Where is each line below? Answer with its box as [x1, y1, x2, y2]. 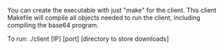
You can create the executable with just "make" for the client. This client [7, 6, 217, 14]
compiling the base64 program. [7, 21, 99, 29]
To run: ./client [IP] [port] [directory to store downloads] [7, 35, 169, 43]
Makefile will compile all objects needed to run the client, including [7, 13, 201, 22]
